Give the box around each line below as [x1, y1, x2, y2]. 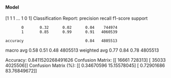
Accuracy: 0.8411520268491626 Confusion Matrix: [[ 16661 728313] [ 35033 [5, 57, 166, 63]
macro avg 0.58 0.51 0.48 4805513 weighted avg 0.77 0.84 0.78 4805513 [5, 47, 159, 53]
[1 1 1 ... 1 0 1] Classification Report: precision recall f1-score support [5, 15, 148, 21]
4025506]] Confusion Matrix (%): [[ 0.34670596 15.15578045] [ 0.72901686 [5, 62, 165, 68]
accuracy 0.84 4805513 [5, 38, 117, 44]
